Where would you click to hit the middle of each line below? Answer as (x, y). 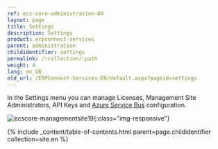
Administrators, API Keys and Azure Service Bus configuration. (97, 105)
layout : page (26, 20)
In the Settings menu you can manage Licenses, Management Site (102, 98)
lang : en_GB (24, 71)
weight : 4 (22, 65)
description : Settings (40, 33)
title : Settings (31, 26)
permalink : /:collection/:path (52, 59)
